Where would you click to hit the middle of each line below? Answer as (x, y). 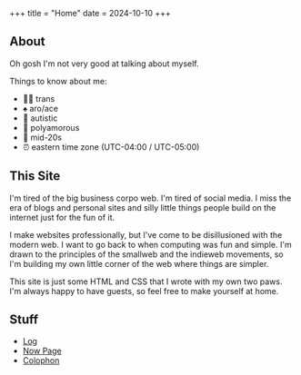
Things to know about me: (58, 81)
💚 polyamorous (51, 127)
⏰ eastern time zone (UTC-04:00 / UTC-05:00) (111, 147)
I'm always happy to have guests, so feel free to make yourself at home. (144, 291)
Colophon (41, 360)
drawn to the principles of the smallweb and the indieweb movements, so (146, 254)
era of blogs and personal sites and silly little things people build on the (143, 207)
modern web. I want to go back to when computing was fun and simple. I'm (151, 244)
